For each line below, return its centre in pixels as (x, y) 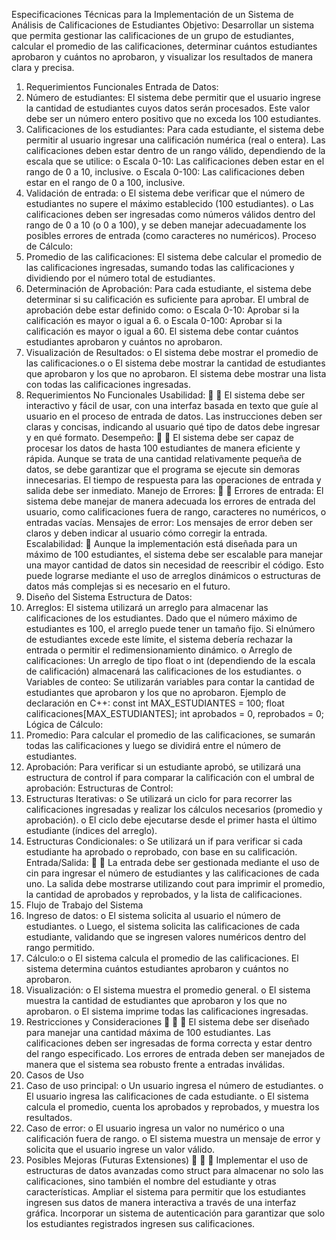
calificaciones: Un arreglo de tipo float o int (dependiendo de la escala (170, 660)
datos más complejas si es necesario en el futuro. (128, 586)
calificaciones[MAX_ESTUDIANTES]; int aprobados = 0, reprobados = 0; (175, 713)
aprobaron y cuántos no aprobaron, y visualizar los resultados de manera (162, 57)
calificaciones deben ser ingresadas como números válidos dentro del (170, 214)
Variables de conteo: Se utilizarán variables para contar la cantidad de (170, 682)
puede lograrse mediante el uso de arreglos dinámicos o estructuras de (173, 575)
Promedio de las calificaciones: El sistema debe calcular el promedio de (174, 257)
